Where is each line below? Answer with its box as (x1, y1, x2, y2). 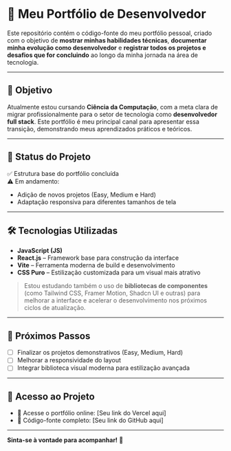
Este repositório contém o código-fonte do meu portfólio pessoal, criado (7, 29, 212, 37)
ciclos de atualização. (23, 304, 86, 312)
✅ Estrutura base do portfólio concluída (7, 169, 119, 177)
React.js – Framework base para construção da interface (16, 254, 179, 262)
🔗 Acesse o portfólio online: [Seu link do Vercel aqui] (16, 409, 166, 417)
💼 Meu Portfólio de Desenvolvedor (7, 6, 206, 22)
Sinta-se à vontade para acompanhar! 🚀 (7, 436, 124, 444)
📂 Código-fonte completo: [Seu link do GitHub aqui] (16, 416, 164, 425)
